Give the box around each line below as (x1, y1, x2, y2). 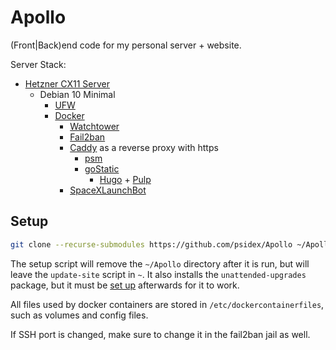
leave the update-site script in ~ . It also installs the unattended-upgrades (10, 268, 307, 280)
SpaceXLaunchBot (69, 184, 147, 196)
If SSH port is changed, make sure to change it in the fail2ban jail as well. (10, 328, 311, 340)
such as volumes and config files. (10, 309, 149, 321)
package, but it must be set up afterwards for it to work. (10, 279, 240, 291)
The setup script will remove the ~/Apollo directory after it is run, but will (10, 257, 310, 270)
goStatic (84, 162, 120, 175)
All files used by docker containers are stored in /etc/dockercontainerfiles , (10, 298, 325, 310)
